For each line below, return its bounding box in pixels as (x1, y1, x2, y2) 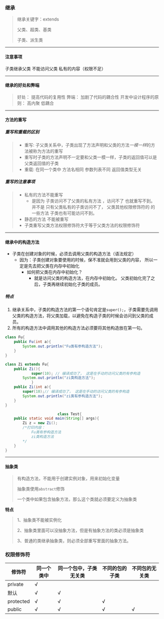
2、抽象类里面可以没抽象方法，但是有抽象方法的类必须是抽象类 (17, 527, 144, 533)
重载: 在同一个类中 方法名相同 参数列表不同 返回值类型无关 (24, 167, 142, 172)
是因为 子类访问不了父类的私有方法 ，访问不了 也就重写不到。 (31, 198, 155, 204)
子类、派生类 (17, 37, 43, 43)
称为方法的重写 (33, 148, 63, 154)
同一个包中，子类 (58, 565, 98, 572)
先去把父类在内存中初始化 (28, 263, 80, 269)
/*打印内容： (22, 425, 45, 430)
